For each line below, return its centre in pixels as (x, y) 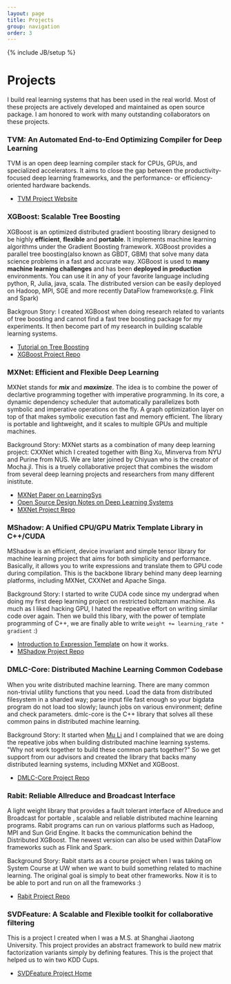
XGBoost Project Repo (49, 354)
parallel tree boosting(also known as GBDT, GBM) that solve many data (108, 254)
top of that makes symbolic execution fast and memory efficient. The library (115, 417)
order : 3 (20, 33)
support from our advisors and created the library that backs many (102, 757)
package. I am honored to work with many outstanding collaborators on (109, 114)
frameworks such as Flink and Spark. (60, 847)
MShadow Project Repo (51, 652)
